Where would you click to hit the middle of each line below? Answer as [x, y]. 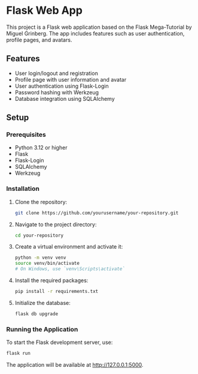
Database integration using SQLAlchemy [65, 98]
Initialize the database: [42, 303]
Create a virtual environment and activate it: [69, 247]
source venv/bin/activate [47, 264]
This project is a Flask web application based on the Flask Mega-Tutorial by [99, 27]
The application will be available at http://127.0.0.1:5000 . [75, 365]
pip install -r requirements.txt [57, 292]
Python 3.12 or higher [41, 148]
